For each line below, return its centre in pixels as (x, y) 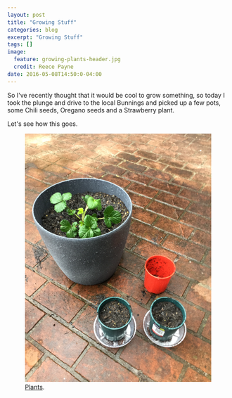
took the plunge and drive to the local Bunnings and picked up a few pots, (114, 103)
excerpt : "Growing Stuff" (45, 37)
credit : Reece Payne (44, 67)
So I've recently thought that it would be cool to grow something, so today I (116, 95)
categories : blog (33, 30)
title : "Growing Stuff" (42, 22)
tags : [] (20, 45)
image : (17, 52)
